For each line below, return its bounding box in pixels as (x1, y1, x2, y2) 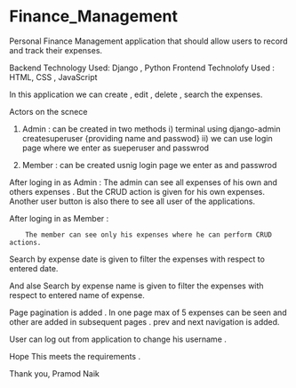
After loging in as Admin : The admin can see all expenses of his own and (9, 176, 278, 188)
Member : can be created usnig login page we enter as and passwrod (21, 159, 277, 170)
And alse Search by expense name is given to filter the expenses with (9, 280, 264, 291)
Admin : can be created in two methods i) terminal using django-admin (21, 123, 281, 134)
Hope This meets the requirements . (9, 351, 140, 361)
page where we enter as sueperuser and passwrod (21, 142, 210, 153)
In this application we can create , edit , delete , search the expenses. (9, 89, 263, 100)
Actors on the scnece (9, 106, 88, 117)
